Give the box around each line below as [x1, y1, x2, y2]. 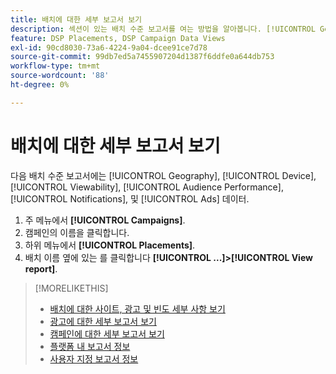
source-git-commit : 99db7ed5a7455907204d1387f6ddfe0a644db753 [10, 52, 275, 62]
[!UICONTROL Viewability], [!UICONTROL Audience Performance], [10, 181, 284, 193]
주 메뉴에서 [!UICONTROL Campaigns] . [24, 214, 186, 226]
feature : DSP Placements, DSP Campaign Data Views [10, 33, 226, 43]
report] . [24, 262, 58, 275]
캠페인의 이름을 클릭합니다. [24, 226, 130, 238]
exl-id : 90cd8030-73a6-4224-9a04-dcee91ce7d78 [10, 42, 208, 53]
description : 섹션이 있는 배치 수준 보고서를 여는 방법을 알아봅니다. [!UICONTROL [10, 24, 316, 34]
